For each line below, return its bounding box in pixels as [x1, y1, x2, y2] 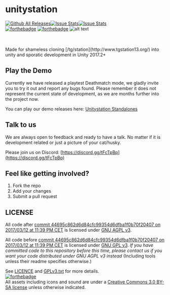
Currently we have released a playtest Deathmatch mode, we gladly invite [5, 80, 159, 86]
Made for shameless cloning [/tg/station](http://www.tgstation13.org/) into [5, 46, 159, 52]
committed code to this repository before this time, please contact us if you [5, 247, 162, 254]
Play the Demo [5, 66, 52, 75]
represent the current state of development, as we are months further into [5, 90, 159, 97]
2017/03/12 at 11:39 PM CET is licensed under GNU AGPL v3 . [5, 227, 132, 233]
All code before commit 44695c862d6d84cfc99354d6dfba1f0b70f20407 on [5, 237, 165, 243]
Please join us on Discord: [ [5, 149, 62, 155]
